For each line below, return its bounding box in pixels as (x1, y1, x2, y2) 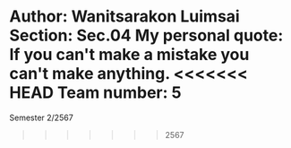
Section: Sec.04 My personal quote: (9, 25, 284, 46)
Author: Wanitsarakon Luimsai (9, 6, 240, 27)
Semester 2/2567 (9, 112, 73, 123)
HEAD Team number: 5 (9, 83, 182, 103)
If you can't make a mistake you (9, 45, 250, 65)
